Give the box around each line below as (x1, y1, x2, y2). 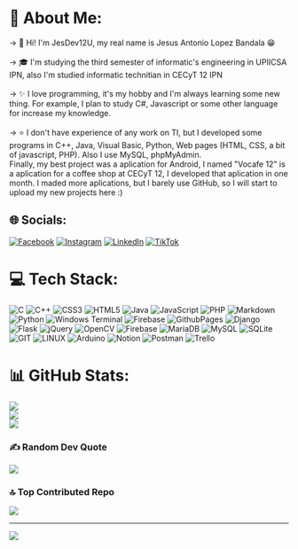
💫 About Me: (9, 8, 103, 28)
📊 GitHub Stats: (9, 365, 130, 385)
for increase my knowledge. (9, 107, 112, 118)
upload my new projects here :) (9, 186, 123, 198)
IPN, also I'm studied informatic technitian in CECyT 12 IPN (9, 69, 223, 80)
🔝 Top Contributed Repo (9, 485, 115, 498)
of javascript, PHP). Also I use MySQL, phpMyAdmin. (9, 149, 202, 160)
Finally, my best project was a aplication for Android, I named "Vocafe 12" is (9, 159, 286, 169)
